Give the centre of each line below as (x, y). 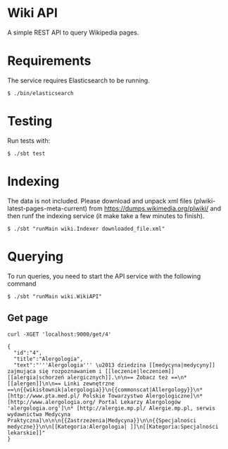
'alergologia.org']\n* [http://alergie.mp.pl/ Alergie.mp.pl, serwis (112, 408)
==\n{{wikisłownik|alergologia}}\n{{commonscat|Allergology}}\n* (105, 390)
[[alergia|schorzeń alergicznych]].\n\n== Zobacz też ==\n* (97, 377)
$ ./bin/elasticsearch (40, 93)
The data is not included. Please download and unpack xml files (100, 201)
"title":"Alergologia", (48, 359)
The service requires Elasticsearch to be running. (78, 80)
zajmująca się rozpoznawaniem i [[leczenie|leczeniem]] (91, 371)
